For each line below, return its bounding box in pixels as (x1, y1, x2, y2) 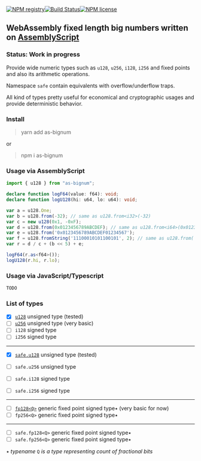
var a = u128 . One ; (6, 207, 52, 213)
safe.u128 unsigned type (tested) (14, 351, 97, 358)
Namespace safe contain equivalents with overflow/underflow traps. (6, 82, 175, 89)
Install (6, 115, 25, 123)
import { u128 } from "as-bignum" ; (6, 180, 95, 186)
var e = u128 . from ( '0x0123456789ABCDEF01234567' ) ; (6, 230, 135, 236)
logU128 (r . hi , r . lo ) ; (6, 257, 60, 263)
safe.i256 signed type (14, 387, 70, 394)
